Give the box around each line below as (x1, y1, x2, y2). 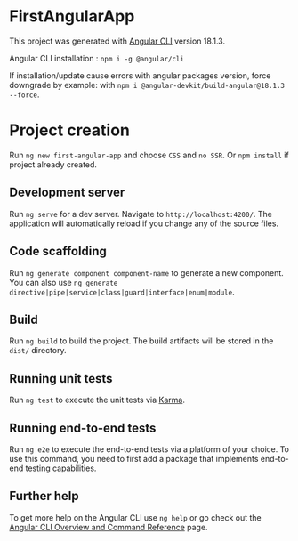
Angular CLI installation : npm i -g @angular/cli (9, 52, 185, 63)
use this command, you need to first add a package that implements (9, 453, 259, 464)
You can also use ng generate (9, 277, 118, 287)
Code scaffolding (9, 244, 107, 259)
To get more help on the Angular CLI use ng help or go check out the (9, 512, 262, 522)
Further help (9, 489, 80, 504)
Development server (9, 185, 125, 200)
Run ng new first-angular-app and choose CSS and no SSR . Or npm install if (9, 149, 289, 160)
